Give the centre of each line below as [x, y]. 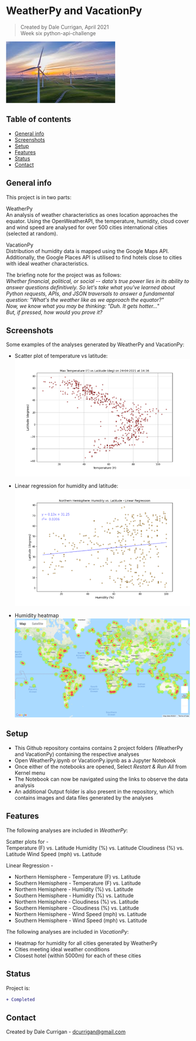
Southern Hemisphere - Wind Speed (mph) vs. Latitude [81, 920]
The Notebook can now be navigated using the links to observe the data [101, 779]
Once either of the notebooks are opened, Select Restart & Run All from [100, 766]
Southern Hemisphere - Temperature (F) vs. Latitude [78, 883]
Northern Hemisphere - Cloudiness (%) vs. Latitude [76, 902]
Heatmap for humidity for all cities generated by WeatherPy [86, 943]
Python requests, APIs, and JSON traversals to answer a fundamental [90, 293]
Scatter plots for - [27, 841]
